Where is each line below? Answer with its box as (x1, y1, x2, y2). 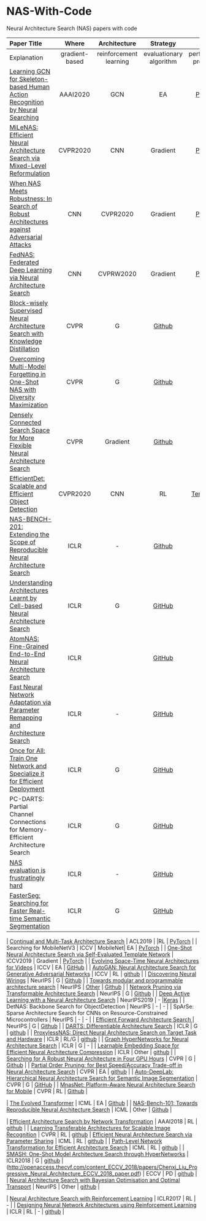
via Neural (9, 273, 39, 281)
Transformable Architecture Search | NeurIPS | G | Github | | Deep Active (6, 989, 190, 997)
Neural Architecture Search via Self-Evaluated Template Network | (6, 951, 174, 958)
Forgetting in (9, 370, 46, 378)
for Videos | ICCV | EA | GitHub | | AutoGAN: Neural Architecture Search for (6, 963, 196, 971)
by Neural (9, 105, 38, 114)
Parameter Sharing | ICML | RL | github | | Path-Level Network (6, 1137, 162, 1144)
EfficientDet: (9, 474, 45, 483)
